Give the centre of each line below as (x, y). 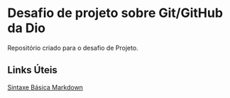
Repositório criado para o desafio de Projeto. (73, 48)
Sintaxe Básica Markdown (45, 87)
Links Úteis (33, 70)
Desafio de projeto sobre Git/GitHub (115, 13)
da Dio (27, 28)
